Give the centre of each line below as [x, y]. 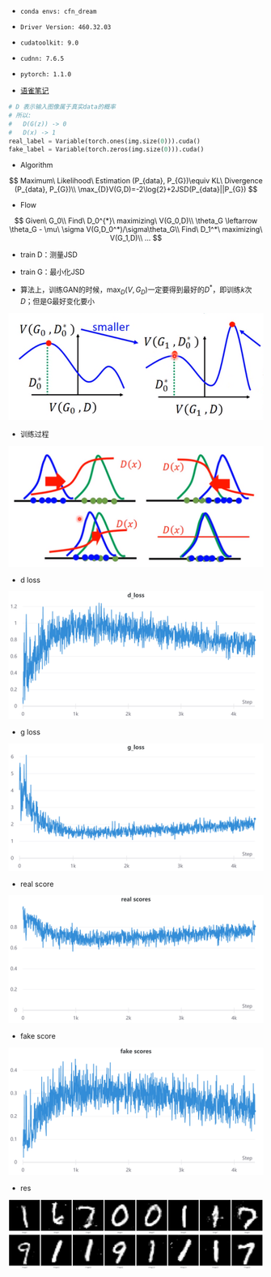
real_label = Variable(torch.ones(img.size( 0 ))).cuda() [104, 141]
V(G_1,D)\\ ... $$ [136, 238]
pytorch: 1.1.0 [46, 75]
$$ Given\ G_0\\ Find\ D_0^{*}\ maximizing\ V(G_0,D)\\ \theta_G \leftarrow [136, 221]
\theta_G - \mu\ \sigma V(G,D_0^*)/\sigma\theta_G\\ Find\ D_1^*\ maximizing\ [136, 229]
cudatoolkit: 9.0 [49, 43]
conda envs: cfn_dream [58, 11]
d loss [30, 580]
